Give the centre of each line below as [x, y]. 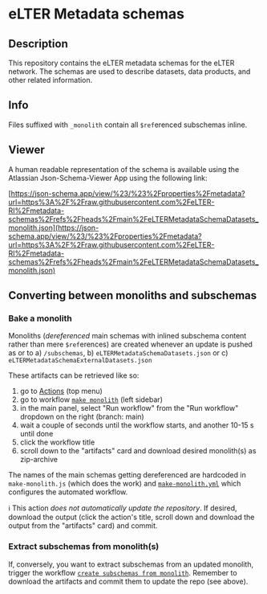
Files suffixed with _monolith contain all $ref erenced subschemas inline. [128, 125]
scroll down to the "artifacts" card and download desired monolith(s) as [138, 451]
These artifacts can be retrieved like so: [74, 375]
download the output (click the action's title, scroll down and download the [131, 517]
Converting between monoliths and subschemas [133, 295]
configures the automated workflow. [68, 492]
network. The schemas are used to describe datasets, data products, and [129, 72]
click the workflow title [57, 442]
